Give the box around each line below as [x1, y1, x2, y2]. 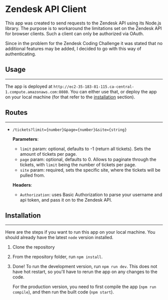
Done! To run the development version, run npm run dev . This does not [12, 264, 157, 270]
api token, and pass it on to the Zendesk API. [19, 197, 112, 203]
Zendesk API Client [5, 3, 86, 15]
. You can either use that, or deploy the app [67, 88, 157, 94]
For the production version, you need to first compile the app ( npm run [12, 284, 156, 290]
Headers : [12, 182, 32, 188]
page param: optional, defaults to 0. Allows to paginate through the [19, 156, 156, 162]
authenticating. [5, 51, 36, 57]
